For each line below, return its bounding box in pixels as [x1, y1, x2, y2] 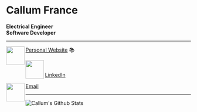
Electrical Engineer [6, 23, 54, 30]
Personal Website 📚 [25, 46, 75, 53]
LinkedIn [45, 71, 66, 78]
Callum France [6, 4, 78, 17]
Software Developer [6, 29, 56, 36]
